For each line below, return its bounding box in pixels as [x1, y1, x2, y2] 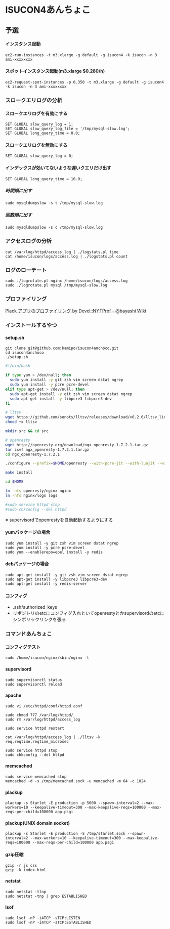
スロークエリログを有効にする [5, 110, 68, 116]
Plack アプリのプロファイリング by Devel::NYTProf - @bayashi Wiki [5, 308, 147, 314]
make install [5, 470, 33, 475]
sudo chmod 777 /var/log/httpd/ [5, 712, 73, 717]
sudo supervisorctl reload [5, 682, 62, 687]
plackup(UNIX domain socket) [5, 820, 70, 826]
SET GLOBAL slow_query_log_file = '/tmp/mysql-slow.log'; [5, 126, 130, 132]
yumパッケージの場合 [5, 529, 51, 535]
